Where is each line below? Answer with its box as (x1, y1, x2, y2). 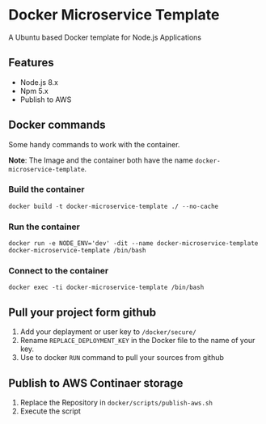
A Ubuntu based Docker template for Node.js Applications (8, 32, 202, 42)
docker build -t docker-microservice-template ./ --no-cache (8, 202, 219, 210)
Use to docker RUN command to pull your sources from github (19, 353, 225, 363)
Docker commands (8, 118, 106, 132)
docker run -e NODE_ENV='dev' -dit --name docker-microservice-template (8, 240, 259, 248)
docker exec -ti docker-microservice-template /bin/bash (8, 283, 205, 292)
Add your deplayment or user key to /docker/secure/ (19, 327, 196, 337)
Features (8, 56, 54, 70)
